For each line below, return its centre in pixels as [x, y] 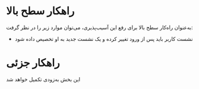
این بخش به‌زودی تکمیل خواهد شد [43, 79]
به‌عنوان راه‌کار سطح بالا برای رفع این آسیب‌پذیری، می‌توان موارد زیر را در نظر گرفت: [99, 27]
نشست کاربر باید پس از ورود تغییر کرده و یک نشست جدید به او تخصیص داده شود [104, 39]
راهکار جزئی [33, 63]
